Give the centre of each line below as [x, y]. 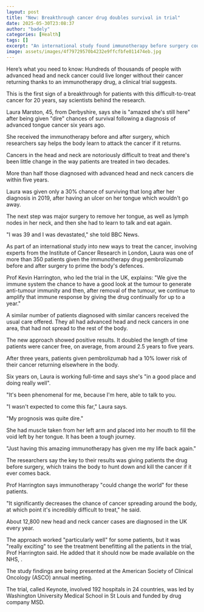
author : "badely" [28, 29]
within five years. [28, 180]
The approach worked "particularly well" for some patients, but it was [93, 540]
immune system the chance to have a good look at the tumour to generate [99, 284]
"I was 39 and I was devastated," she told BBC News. [73, 234]
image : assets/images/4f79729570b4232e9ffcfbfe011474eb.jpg [84, 52]
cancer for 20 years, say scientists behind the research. [76, 100]
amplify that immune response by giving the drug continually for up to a [96, 297]
